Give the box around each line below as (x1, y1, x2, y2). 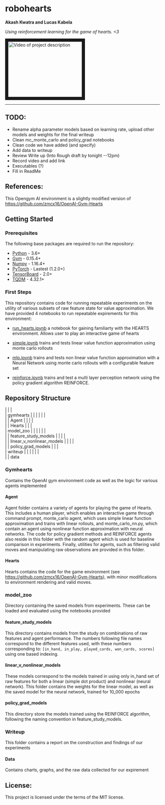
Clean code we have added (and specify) (12, 142, 96, 148)
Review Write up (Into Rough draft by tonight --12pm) (12, 152, 120, 158)
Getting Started (5, 215, 54, 223)
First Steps (5, 288, 32, 295)
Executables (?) (12, 163, 44, 169)
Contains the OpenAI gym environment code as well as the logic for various (5, 477, 158, 483)
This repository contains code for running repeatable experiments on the (5, 300, 152, 306)
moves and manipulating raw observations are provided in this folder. (5, 546, 145, 552)
